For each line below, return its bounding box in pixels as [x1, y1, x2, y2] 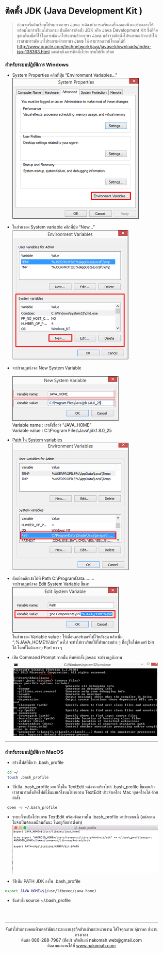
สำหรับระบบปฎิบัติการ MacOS [5, 749, 64, 756]
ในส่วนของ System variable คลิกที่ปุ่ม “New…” [12, 224, 95, 230]
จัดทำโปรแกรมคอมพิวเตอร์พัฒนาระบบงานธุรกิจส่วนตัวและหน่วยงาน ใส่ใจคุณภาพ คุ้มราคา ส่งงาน [5, 926, 158, 932]
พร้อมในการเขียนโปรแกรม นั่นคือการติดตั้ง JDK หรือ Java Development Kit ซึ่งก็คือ [16, 27, 158, 33]
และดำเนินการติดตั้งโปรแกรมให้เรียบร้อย [50, 49, 114, 54]
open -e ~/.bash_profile [7, 805, 57, 810]
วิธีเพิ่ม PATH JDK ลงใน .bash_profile [12, 878, 81, 884]
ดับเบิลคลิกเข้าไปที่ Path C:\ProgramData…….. [12, 575, 95, 581]
